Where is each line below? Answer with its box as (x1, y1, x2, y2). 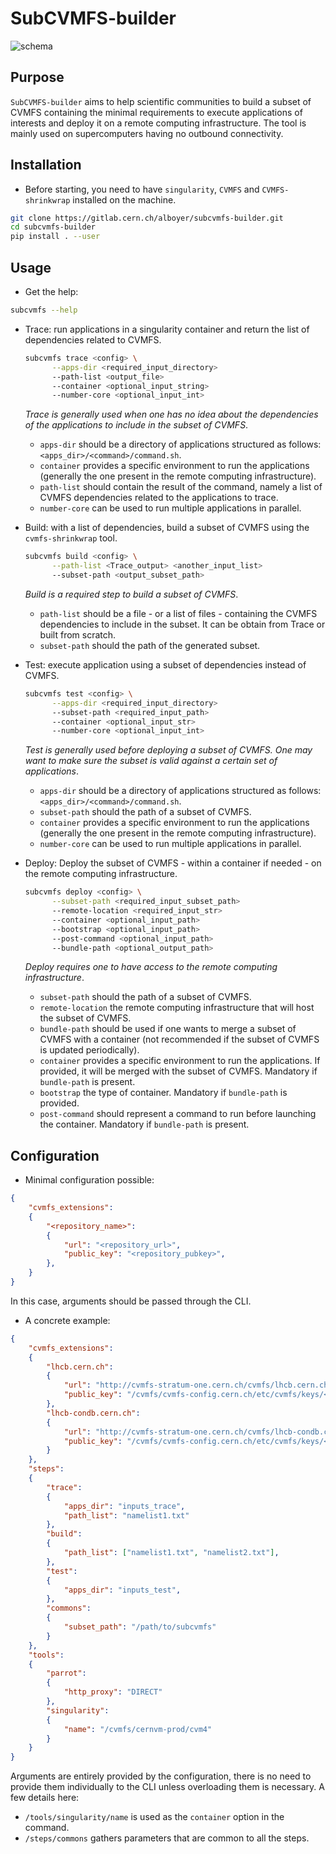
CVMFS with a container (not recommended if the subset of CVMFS (39, 1033, 320, 1046)
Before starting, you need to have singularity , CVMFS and (24, 183, 260, 195)
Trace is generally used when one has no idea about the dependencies (24, 408, 319, 421)
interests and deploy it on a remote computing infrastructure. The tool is (10, 117, 307, 129)
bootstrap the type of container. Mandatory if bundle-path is (39, 1087, 288, 1099)
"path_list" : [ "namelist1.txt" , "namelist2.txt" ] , (63, 1548, 280, 1558)
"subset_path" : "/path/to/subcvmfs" (63, 1622, 217, 1632)
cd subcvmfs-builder (10, 222, 97, 232)
